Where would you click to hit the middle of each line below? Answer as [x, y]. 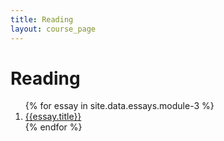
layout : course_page [53, 29]
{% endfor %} [53, 127]
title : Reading [42, 19]
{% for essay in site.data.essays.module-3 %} [119, 106]
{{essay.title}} [53, 117]
